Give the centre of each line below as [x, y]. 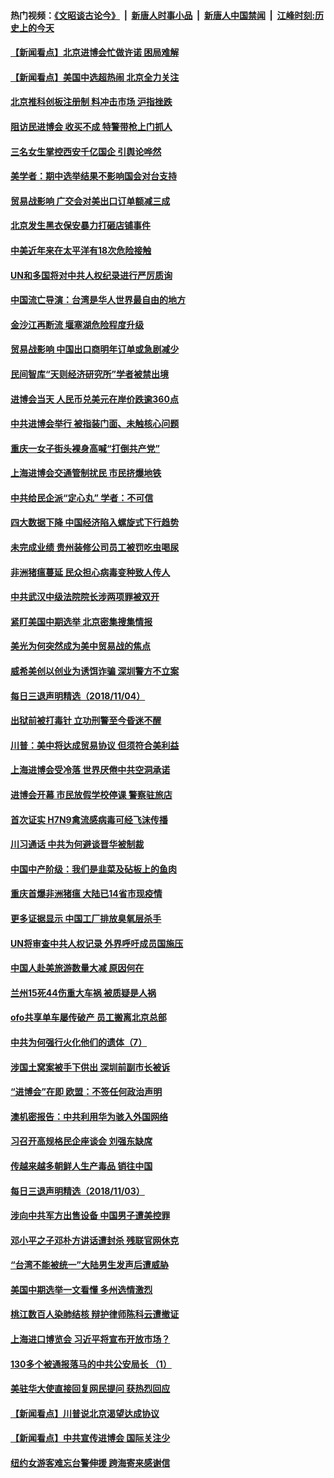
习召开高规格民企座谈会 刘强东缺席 [81, 1141]
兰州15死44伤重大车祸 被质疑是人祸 [83, 992]
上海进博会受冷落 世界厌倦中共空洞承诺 [90, 770]
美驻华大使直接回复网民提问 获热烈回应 [90, 1389]
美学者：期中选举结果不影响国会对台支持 [93, 176]
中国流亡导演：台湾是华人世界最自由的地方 [98, 300]
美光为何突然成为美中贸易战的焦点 [80, 646]
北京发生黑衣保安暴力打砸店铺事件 [80, 226]
